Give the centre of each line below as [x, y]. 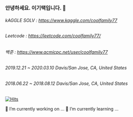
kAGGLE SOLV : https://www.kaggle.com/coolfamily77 [61, 20]
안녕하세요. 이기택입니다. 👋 [35, 8]
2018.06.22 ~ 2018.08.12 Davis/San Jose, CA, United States [66, 83]
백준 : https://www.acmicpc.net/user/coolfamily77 [56, 52]
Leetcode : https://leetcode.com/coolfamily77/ [53, 36]
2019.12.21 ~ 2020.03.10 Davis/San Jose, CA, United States [66, 68]
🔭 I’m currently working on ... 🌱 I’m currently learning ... [62, 108]
